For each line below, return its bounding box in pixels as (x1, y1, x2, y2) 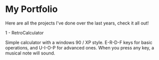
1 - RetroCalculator (5, 29, 44, 35)
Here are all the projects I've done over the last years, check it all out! (5, 20, 149, 26)
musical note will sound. (5, 50, 55, 56)
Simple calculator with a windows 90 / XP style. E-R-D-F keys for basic (5, 39, 152, 45)
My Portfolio (5, 3, 58, 15)
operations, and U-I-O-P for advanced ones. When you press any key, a (5, 44, 154, 50)
